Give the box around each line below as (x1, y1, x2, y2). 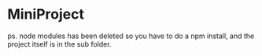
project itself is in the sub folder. (7, 39, 112, 48)
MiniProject (7, 5, 84, 23)
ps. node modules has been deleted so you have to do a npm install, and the (7, 31, 255, 40)
